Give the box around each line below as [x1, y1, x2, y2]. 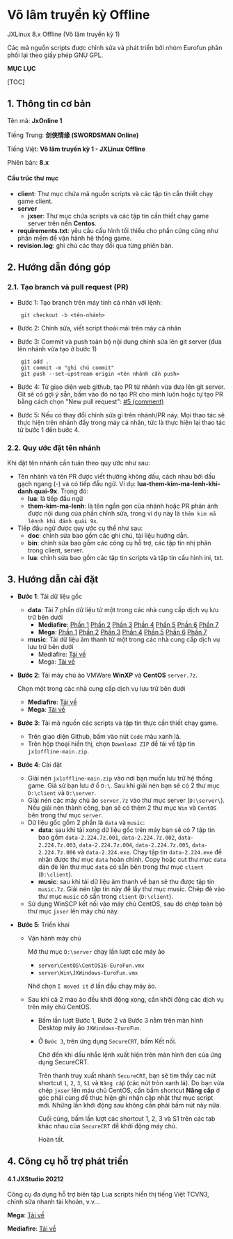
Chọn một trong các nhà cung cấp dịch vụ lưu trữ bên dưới [17, 684, 186, 692]
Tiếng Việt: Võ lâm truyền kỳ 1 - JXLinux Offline [7, 145, 146, 153]
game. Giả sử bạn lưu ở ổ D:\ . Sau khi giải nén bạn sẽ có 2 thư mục [27, 781, 220, 790]
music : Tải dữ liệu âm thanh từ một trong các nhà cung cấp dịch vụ [27, 635, 220, 644]
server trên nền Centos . [27, 219, 97, 227]
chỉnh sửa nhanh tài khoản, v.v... [7, 1197, 99, 1206]
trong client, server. [27, 546, 84, 554]
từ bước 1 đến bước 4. [17, 425, 80, 434]
